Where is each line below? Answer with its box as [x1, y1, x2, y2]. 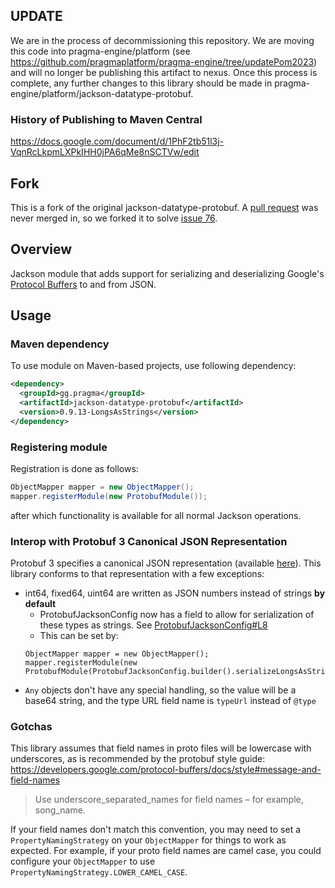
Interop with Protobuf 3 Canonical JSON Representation [10, 534, 288, 548]
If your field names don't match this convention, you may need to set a [10, 824, 302, 836]
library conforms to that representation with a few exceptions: [10, 568, 265, 580]
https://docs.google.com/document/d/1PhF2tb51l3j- [10, 135, 225, 148]
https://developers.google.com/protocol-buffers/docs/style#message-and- [10, 764, 322, 776]
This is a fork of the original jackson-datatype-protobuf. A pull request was [10, 201, 319, 213]
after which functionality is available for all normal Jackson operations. [10, 509, 302, 521]
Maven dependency [10, 337, 110, 351]
